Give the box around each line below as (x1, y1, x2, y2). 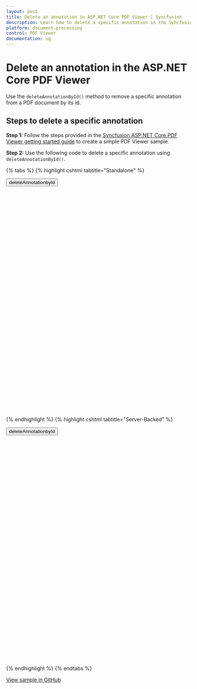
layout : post (6, 8, 38, 15)
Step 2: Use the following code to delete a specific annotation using (6, 149, 170, 156)
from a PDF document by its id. (6, 99, 81, 106)
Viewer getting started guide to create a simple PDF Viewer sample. (6, 138, 169, 145)
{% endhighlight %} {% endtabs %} (6, 664, 92, 671)
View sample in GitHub (6, 676, 62, 683)
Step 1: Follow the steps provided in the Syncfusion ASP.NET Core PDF (6, 131, 178, 138)
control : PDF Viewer (6, 30, 57, 36)
